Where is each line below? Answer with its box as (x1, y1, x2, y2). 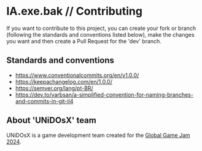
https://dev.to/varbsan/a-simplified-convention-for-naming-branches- (15, 90, 193, 98)
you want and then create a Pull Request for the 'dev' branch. (6, 37, 161, 45)
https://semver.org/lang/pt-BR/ (15, 84, 93, 92)
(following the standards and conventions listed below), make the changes (6, 31, 195, 38)
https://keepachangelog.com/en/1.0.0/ (15, 78, 112, 85)
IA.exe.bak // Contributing (6, 4, 143, 18)
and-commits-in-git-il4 (15, 97, 74, 105)
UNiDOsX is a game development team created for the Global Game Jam (6, 131, 190, 139)
